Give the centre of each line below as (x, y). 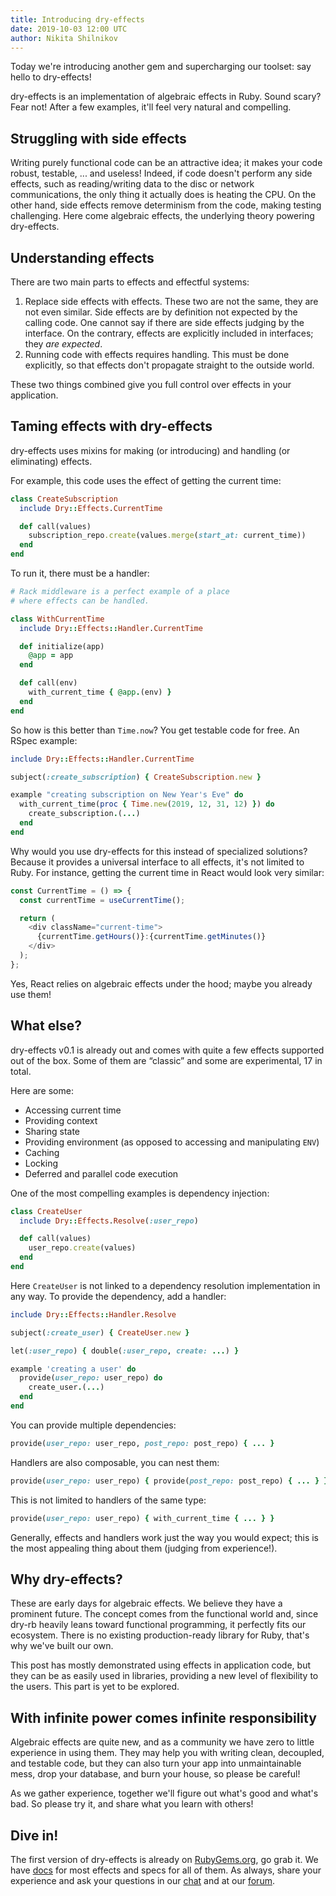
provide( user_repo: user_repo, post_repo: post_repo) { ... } (142, 1443)
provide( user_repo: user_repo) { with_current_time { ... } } (142, 1518)
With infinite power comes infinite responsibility (163, 1717)
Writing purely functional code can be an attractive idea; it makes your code (166, 163)
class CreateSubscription (64, 499)
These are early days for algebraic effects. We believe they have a (146, 1603)
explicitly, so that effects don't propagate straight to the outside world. (169, 365)
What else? (46, 1026)
